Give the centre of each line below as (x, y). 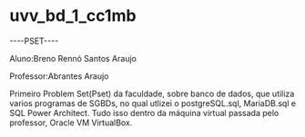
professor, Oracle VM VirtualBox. (71, 122)
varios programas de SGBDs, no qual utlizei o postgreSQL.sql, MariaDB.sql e (153, 103)
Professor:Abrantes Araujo (59, 76)
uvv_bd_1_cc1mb (73, 16)
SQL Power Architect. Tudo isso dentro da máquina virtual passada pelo (144, 113)
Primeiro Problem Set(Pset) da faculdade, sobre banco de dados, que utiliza (152, 93)
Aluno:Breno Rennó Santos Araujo (73, 58)
